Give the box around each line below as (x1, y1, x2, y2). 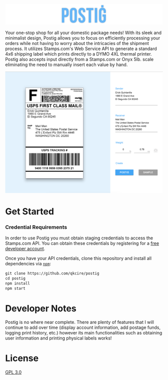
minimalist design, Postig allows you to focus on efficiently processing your (5, 35, 160, 41)
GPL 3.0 (5, 369, 22, 375)
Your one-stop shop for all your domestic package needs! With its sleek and (5, 30, 161, 36)
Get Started (5, 206, 54, 217)
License (5, 352, 39, 364)
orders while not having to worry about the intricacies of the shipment (5, 40, 149, 46)
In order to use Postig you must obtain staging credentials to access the (5, 235, 153, 241)
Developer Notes (5, 302, 76, 314)
